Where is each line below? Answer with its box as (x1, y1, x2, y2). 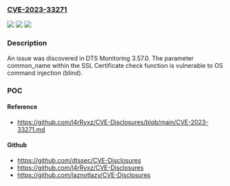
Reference (7, 103, 38, 111)
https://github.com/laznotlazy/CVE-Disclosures (16, 170, 151, 179)
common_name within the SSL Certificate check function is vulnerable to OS (7, 61, 223, 69)
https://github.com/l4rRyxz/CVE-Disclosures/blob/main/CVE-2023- (16, 118, 209, 126)
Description (7, 38, 47, 48)
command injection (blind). (7, 69, 83, 77)
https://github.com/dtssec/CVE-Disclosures (16, 156, 141, 164)
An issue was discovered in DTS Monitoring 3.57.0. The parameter (7, 54, 194, 62)
